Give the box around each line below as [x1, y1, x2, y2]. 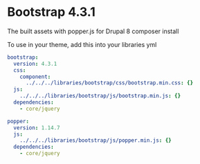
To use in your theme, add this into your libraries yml [7, 40, 157, 48]
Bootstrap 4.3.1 [7, 4, 96, 20]
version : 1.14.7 [13, 124, 60, 131]
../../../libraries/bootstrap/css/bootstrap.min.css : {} [25, 80, 194, 86]
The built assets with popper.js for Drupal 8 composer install [7, 27, 179, 35]
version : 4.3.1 [13, 60, 57, 67]
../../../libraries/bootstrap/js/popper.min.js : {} [19, 137, 172, 144]
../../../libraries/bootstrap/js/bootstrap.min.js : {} [19, 93, 181, 100]
